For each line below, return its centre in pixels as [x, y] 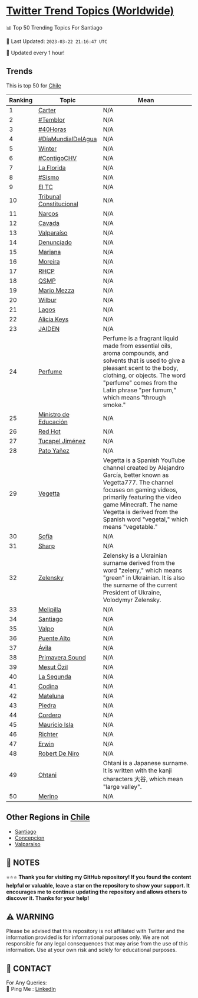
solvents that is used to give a [144, 360]
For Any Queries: [27, 983]
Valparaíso [53, 233]
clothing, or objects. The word [144, 375]
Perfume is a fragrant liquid [141, 338]
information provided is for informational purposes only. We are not [88, 937]
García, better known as [136, 475]
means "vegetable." [130, 526]
